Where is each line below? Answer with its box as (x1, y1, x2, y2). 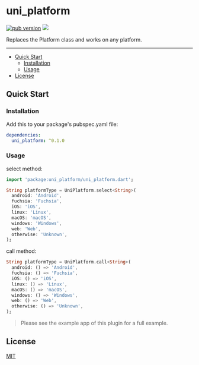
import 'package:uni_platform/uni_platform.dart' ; (6, 176, 134, 182)
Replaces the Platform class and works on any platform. (6, 36, 142, 43)
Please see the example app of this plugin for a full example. (20, 319, 168, 327)
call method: (6, 247, 37, 255)
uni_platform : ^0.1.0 (11, 138, 65, 144)
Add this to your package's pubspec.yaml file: (6, 120, 118, 128)
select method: (6, 165, 43, 172)
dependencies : (6, 132, 41, 138)
